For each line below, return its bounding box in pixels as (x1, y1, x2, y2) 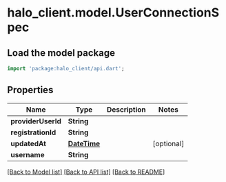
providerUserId (10, 116, 62, 125)
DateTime (68, 139, 101, 148)
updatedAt (10, 139, 47, 148)
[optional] (152, 139, 185, 148)
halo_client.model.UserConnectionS (7, 5, 220, 21)
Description (106, 105, 146, 114)
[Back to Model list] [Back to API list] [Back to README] (7, 168, 165, 176)
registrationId (10, 128, 56, 137)
